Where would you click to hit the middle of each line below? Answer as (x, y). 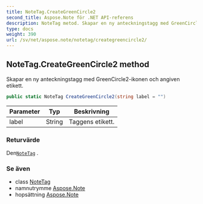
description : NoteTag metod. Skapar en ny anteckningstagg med (88, 23)
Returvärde (23, 140)
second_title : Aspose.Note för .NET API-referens (70, 18)
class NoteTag (33, 182)
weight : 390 (21, 35)
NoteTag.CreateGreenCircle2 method (78, 64)
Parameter (25, 111)
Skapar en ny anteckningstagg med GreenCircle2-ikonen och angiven (93, 79)
